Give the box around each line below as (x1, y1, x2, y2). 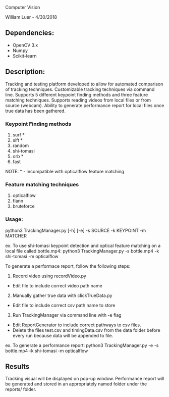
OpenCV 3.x (12, 42, 38, 48)
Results (5, 362, 30, 371)
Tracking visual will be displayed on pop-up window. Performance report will (5, 376, 164, 382)
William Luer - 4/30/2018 (5, 14, 57, 20)
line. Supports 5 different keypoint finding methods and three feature (5, 91, 148, 97)
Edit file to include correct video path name (12, 282, 102, 288)
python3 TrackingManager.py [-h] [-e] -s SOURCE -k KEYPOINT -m (5, 227, 146, 233)
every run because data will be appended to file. (12, 332, 114, 338)
